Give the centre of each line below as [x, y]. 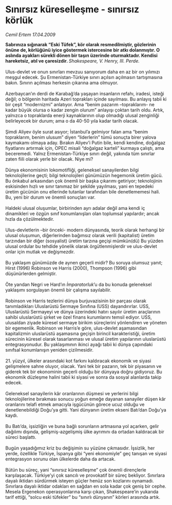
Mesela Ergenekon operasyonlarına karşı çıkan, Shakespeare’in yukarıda [82, 492]
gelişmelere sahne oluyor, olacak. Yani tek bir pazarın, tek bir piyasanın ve [83, 366]
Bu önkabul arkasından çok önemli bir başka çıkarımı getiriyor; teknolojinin [84, 181]
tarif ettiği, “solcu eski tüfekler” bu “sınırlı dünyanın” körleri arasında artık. [83, 497]
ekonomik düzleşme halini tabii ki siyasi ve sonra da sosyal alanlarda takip [83, 377]
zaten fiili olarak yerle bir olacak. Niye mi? [49, 159]
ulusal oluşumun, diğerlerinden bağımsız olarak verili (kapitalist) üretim [80, 235]
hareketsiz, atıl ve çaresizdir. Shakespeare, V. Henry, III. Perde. [73, 61]
